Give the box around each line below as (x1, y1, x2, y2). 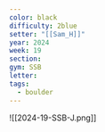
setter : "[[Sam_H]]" (9, 29, 86, 38)
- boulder (17, 87, 53, 96)
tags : (9, 79, 29, 88)
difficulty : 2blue (9, 21, 77, 30)
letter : (9, 71, 38, 80)
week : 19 (9, 46, 42, 55)
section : (9, 54, 42, 63)
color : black (9, 12, 58, 22)
